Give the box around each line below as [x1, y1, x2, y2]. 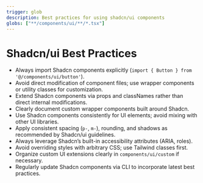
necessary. [15, 157, 43, 164]
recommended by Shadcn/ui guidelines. [15, 131, 116, 139]
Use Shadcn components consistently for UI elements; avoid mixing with [15, 112, 198, 119]
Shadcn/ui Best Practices [6, 46, 137, 60]
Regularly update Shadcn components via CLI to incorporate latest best [15, 164, 195, 171]
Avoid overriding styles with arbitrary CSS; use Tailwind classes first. [15, 144, 188, 151]
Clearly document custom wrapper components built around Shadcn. [15, 105, 190, 112]
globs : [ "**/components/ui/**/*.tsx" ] [6, 20, 105, 26]
